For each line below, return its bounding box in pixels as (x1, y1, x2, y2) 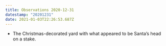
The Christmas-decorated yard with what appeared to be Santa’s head (12, 31, 161, 37)
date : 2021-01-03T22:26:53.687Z (5, 17, 74, 22)
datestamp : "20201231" (5, 12, 54, 17)
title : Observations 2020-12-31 (5, 7, 74, 13)
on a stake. (12, 36, 36, 42)
